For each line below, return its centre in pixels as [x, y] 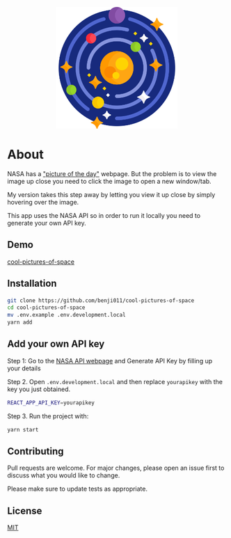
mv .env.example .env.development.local [67, 315]
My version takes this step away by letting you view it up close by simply [111, 194]
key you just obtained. [39, 389]
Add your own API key [56, 344]
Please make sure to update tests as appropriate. [78, 489]
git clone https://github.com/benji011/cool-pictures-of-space [101, 300]
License [25, 511]
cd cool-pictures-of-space [46, 308]
